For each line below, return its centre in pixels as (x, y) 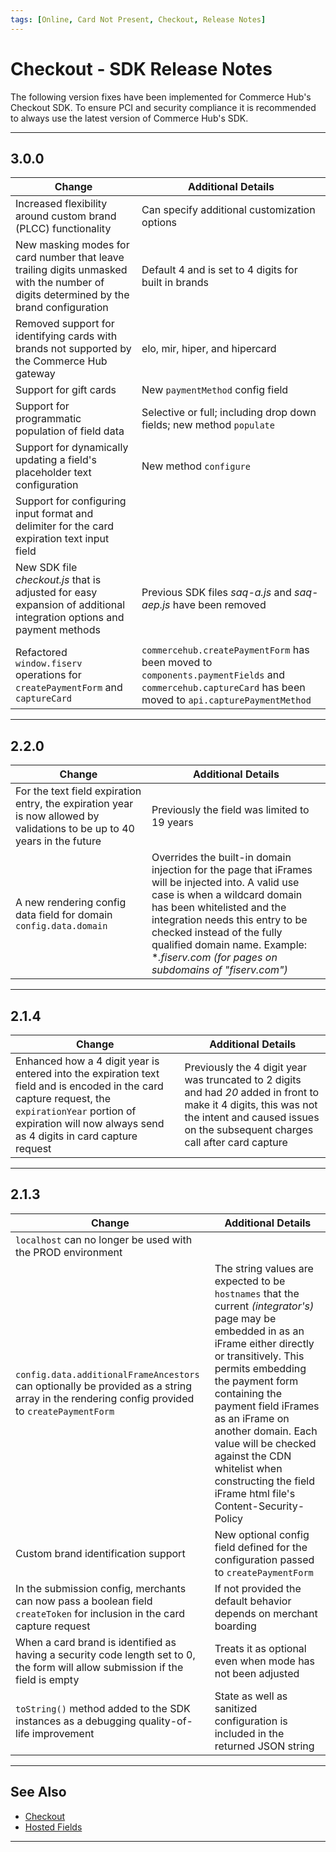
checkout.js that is (58, 580)
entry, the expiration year (74, 804)
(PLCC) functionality (63, 229)
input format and (54, 514)
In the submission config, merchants (101, 1588)
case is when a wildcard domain (227, 895)
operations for (48, 675)
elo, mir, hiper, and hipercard (209, 349)
